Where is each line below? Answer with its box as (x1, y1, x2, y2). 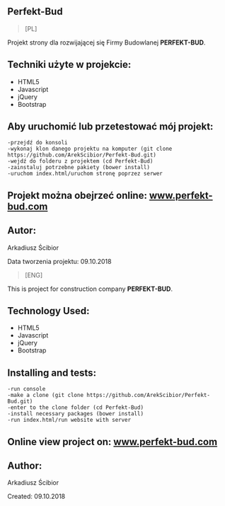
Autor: (7, 224, 37, 236)
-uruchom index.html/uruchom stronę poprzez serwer (7, 170, 163, 178)
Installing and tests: (7, 367, 97, 379)
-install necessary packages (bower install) (7, 410, 144, 418)
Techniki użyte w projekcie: (7, 59, 132, 71)
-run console (7, 386, 46, 393)
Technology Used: (7, 305, 90, 317)
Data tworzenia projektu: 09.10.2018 (7, 257, 112, 265)
